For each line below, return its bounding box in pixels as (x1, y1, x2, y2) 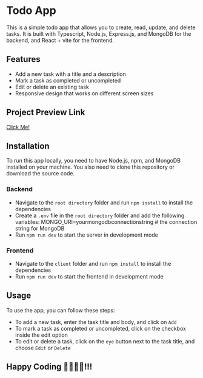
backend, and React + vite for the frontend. (6, 36, 114, 44)
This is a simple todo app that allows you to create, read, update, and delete (6, 24, 196, 31)
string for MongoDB (15, 224, 65, 232)
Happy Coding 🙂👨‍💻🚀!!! (6, 362, 93, 372)
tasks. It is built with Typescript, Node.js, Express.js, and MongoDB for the (6, 30, 191, 37)
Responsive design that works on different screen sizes (15, 89, 154, 97)
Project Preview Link (6, 107, 85, 118)
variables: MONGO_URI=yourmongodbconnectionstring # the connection (15, 218, 198, 225)
